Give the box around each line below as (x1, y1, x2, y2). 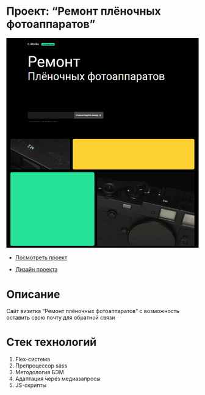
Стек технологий (6, 335, 97, 349)
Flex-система (15, 356, 51, 363)
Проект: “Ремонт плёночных (6, 4, 161, 18)
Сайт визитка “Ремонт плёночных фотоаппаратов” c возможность (6, 308, 180, 315)
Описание (6, 287, 60, 301)
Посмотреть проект (15, 254, 68, 261)
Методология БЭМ (15, 369, 64, 376)
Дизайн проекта (15, 266, 58, 273)
